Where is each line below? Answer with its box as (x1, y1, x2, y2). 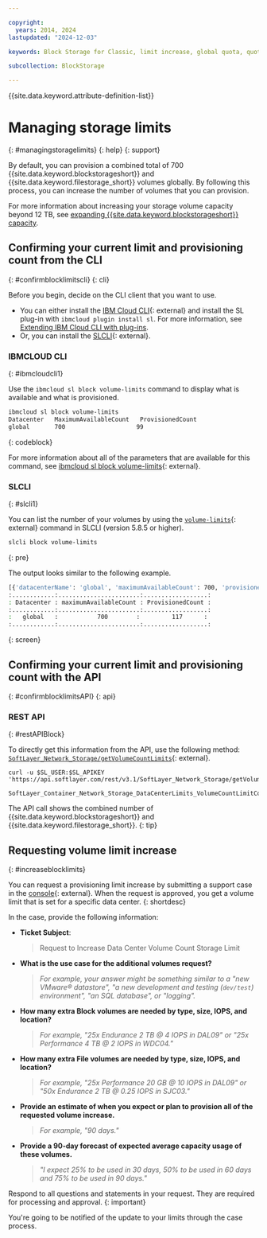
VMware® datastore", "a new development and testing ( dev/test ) (39, 983, 254, 992)
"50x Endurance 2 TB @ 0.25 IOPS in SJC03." (39, 1087, 191, 1096)
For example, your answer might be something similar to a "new (39, 974, 250, 983)
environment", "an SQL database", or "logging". (39, 991, 196, 1001)
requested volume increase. (19, 1111, 115, 1120)
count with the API (8, 670, 102, 684)
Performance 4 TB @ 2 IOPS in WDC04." (39, 1039, 173, 1049)
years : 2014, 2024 (15, 25, 77, 34)
